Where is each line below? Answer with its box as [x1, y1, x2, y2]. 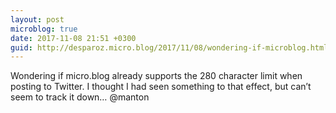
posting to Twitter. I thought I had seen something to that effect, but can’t [10, 81, 312, 93]
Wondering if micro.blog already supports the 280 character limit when [10, 70, 303, 82]
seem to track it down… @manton [10, 91, 150, 103]
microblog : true [10, 24, 78, 34]
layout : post [10, 14, 65, 25]
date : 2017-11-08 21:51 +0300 [10, 33, 137, 43]
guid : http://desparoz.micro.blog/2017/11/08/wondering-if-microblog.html [10, 42, 329, 53]
